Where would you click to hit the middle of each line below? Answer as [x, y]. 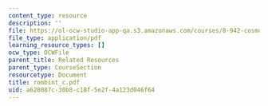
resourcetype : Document [48, 75]
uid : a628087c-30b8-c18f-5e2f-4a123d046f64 [82, 90]
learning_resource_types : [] [57, 45]
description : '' [35, 23]
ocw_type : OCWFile [39, 53]
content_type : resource [48, 16]
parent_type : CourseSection [55, 68]
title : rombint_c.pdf [44, 82]
